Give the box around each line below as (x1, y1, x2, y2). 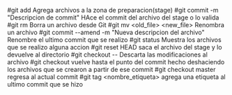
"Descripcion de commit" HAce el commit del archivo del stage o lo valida (7, 13, 219, 22)
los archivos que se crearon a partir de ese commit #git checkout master (7, 66, 216, 73)
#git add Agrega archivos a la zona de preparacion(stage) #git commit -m (7, 6, 219, 14)
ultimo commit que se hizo (7, 80, 84, 88)
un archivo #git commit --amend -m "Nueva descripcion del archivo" (7, 28, 206, 36)
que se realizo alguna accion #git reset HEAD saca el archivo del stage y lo (7, 43, 222, 51)
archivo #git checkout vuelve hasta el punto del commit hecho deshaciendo (7, 58, 225, 66)
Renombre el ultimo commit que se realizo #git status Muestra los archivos (7, 36, 222, 44)
